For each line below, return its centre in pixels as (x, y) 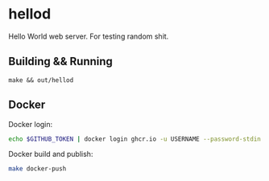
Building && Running (60, 62)
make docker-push (37, 169)
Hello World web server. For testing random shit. (89, 36)
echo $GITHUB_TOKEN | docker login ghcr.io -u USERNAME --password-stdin (135, 139)
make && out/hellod (41, 80)
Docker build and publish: (51, 154)
